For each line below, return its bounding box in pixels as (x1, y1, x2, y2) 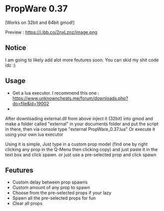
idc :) (5, 62, 16, 68)
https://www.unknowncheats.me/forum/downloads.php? (12, 95, 128, 101)
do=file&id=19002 (12, 100, 49, 106)
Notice (5, 43, 26, 52)
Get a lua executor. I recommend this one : (12, 90, 99, 96)
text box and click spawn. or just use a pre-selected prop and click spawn (5, 152, 157, 158)
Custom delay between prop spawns (12, 179, 88, 185)
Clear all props (12, 201, 43, 207)
